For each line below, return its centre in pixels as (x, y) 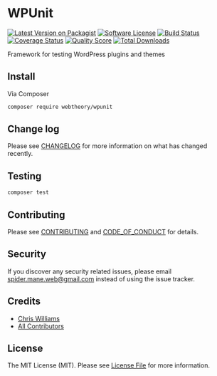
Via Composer (28, 93)
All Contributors (41, 326)
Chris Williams (39, 318)
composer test (28, 193)
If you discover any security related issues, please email (90, 271)
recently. (20, 154)
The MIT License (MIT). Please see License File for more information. (108, 365)
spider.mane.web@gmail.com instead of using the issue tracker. (101, 278)
